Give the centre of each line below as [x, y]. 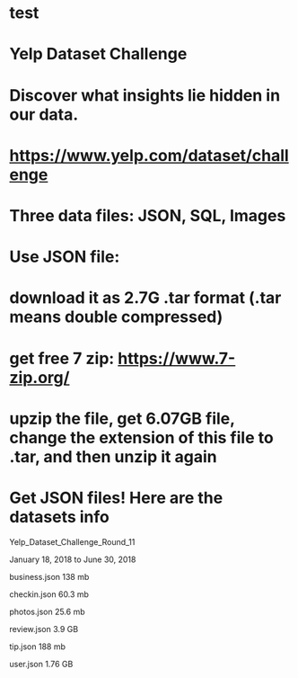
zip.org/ [39, 377]
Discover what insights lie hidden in [145, 95]
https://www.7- [177, 358]
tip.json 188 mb [37, 647]
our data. [44, 114]
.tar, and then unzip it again [113, 456]
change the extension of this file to [141, 437]
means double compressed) [116, 317]
